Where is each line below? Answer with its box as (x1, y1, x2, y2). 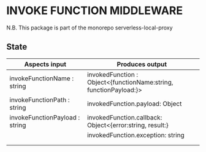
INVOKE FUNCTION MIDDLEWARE (6, 4, 183, 18)
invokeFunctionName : (9, 74, 74, 83)
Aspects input (24, 59, 66, 68)
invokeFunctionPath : (9, 96, 70, 104)
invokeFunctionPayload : (9, 113, 80, 121)
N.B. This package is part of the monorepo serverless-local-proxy (6, 24, 173, 31)
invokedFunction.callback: (86, 113, 162, 121)
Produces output (116, 59, 167, 68)
